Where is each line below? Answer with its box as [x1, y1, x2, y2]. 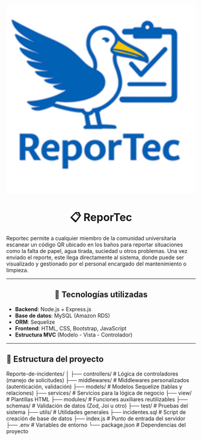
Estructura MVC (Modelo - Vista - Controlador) [14, 331, 133, 338]
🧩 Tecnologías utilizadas [54, 290, 148, 300]
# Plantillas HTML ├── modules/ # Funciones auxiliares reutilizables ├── [6, 395, 188, 403]
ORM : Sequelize [14, 318, 55, 326]
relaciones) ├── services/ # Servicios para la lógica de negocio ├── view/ [6, 389, 192, 397]
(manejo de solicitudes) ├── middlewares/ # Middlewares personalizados [6, 376, 189, 383]
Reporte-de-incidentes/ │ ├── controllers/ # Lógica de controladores [6, 370, 179, 377]
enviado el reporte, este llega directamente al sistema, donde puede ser [6, 254, 185, 261]
